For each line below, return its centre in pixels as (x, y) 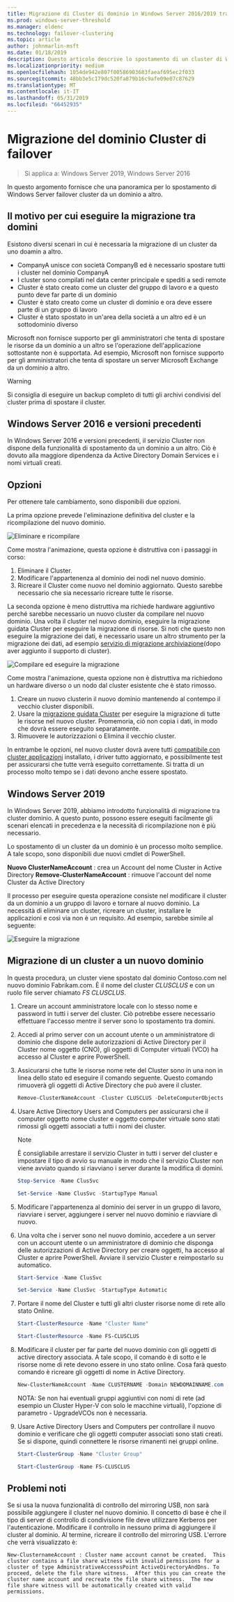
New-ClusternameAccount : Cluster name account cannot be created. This (117, 1555)
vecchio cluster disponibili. (56, 707)
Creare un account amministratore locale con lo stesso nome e (107, 1006)
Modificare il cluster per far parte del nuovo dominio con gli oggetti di (117, 1350)
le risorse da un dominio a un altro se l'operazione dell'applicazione (104, 345)
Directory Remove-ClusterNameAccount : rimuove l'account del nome (109, 875)
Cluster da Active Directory (46, 882)
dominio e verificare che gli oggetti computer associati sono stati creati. (120, 1434)
